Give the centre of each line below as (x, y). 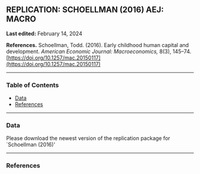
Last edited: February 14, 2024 (44, 33)
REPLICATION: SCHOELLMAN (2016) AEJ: (85, 10)
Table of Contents (33, 85)
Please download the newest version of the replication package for (88, 138)
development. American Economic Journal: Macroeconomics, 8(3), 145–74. (99, 51)
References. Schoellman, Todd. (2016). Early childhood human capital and (98, 45)
